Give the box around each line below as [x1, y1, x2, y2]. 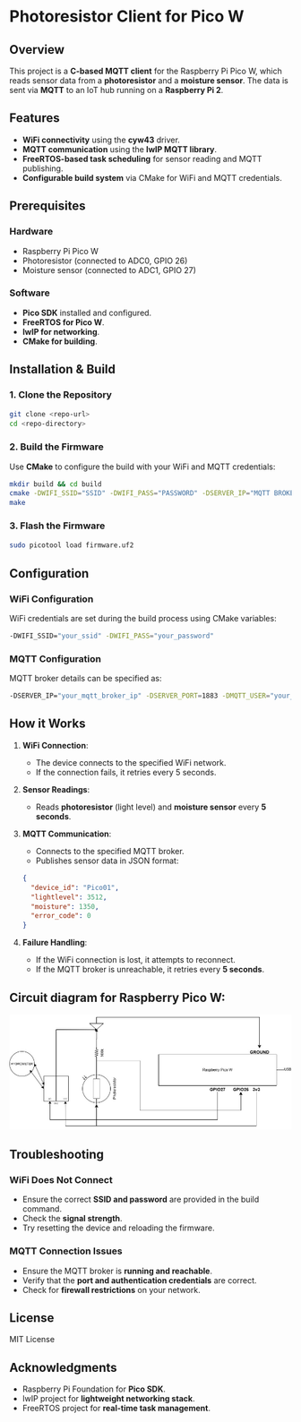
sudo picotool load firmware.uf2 [9, 541, 134, 550]
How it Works [9, 716, 86, 732]
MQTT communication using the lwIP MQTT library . [21, 143, 218, 154]
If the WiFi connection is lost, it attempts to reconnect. [35, 955, 236, 965]
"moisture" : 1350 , [30, 902, 99, 911]
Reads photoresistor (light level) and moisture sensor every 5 [35, 801, 267, 812]
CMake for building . [21, 336, 99, 347]
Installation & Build [9, 362, 116, 377]
